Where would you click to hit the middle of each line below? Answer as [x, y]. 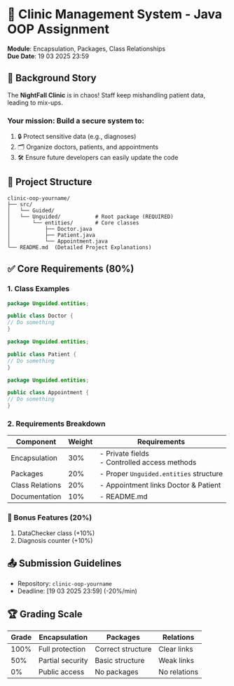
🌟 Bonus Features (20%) [50, 518]
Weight [81, 442]
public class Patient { [42, 354]
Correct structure [123, 650]
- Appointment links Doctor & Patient [160, 485]
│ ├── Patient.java [51, 235]
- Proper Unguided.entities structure [161, 474]
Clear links [176, 650]
